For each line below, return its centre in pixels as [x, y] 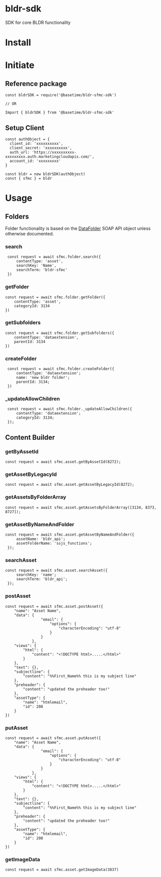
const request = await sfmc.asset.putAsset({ [53, 738]
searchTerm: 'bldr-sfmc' [42, 270]
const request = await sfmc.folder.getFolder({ [55, 297]
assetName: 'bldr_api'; [41, 539]
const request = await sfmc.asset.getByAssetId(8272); [63, 462]
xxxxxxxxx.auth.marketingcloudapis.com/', [50, 157]
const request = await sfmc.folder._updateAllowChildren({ [70, 409]
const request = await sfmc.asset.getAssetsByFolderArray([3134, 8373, [81, 507]
